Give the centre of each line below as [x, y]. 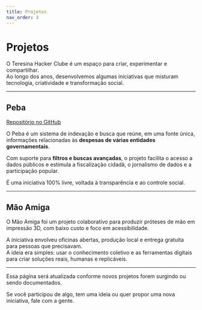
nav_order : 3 [23, 17]
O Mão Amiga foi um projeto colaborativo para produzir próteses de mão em [101, 222]
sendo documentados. [34, 283]
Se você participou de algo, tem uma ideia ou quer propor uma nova [91, 294]
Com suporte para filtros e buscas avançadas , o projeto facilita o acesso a [99, 158]
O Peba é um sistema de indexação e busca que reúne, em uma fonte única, [101, 134]
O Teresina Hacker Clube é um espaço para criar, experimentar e [87, 64]
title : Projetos [26, 12]
